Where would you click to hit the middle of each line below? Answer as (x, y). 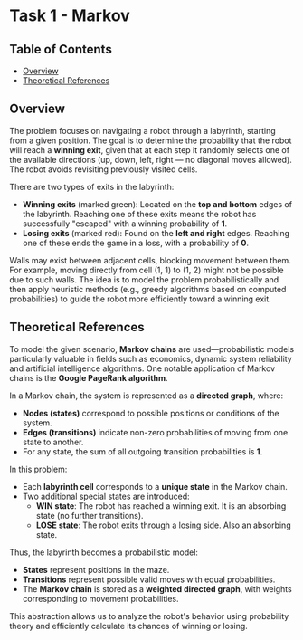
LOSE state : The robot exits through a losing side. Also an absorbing (163, 525)
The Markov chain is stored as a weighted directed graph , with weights (157, 588)
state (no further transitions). (90, 515)
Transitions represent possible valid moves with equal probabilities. (149, 579)
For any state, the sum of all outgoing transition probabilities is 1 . (142, 451)
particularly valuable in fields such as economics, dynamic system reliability (151, 358)
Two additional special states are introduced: (106, 496)
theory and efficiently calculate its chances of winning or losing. (129, 626)
